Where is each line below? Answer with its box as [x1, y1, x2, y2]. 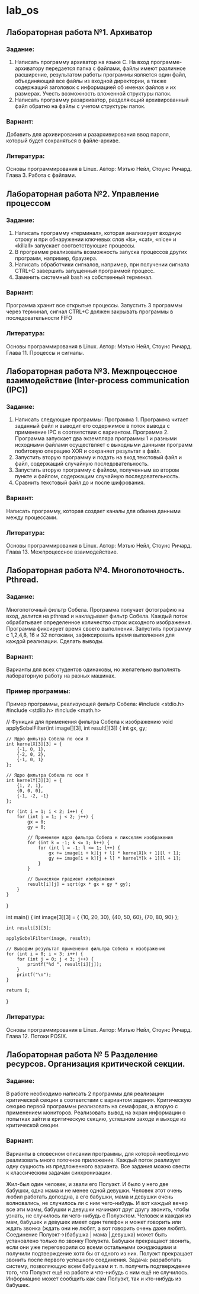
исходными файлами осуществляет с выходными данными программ [14, 441, 193, 449]
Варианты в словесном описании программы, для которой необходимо [6, 1150, 189, 1157]
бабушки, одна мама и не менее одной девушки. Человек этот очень [6, 1187, 182, 1194]
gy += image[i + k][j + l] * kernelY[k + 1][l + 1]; [48, 856, 182, 861]
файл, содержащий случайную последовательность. [14, 460, 149, 468]
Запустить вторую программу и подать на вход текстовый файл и [14, 454, 182, 461]
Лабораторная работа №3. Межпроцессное [6, 366, 178, 377]
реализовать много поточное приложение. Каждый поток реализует [6, 1156, 181, 1163]
